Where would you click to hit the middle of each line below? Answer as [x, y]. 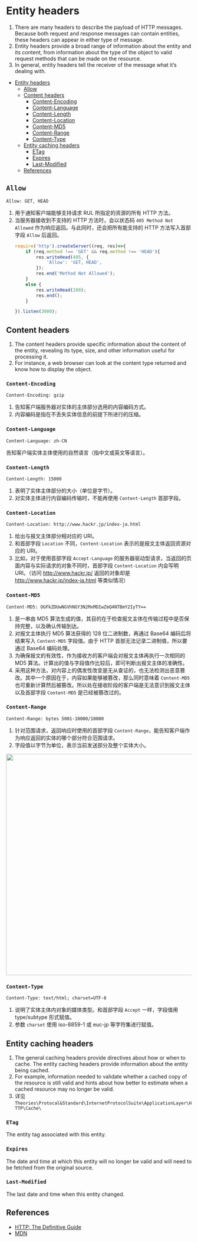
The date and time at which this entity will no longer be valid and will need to [99, 1161]
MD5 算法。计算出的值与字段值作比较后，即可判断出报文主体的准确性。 [101, 663]
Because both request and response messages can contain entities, [97, 33]
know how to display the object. [53, 370]
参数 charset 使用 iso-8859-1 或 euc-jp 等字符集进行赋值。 [86, 1025]
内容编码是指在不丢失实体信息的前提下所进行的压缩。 [79, 414]
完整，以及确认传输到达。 [51, 626]
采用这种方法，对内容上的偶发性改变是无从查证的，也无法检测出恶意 [97, 670]
